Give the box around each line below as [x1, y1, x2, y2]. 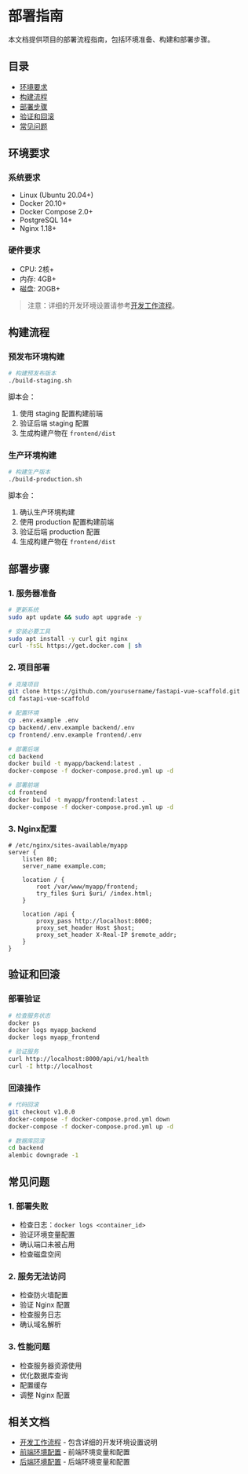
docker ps [8, 1019, 41, 1027]
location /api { [22, 910, 76, 918]
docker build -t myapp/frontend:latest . [8, 796, 146, 803]
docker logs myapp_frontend [8, 1033, 100, 1041]
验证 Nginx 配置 [19, 1300, 71, 1310]
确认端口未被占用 [19, 1239, 75, 1249]
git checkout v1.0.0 [8, 1108, 76, 1116]
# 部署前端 [8, 781, 39, 789]
